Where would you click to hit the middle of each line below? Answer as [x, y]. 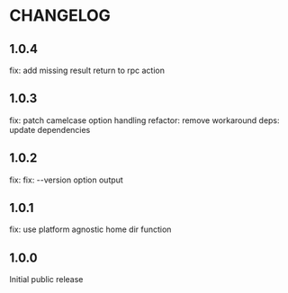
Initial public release [46, 280]
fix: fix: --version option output [66, 180]
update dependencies [50, 129]
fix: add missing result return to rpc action [87, 70]
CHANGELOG [60, 16]
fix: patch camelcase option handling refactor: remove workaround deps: [145, 120]
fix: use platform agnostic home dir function [90, 229]
